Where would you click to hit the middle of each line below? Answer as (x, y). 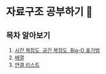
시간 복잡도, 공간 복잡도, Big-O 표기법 (57, 50)
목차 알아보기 (28, 35)
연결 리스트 (27, 65)
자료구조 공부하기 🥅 (50, 12)
